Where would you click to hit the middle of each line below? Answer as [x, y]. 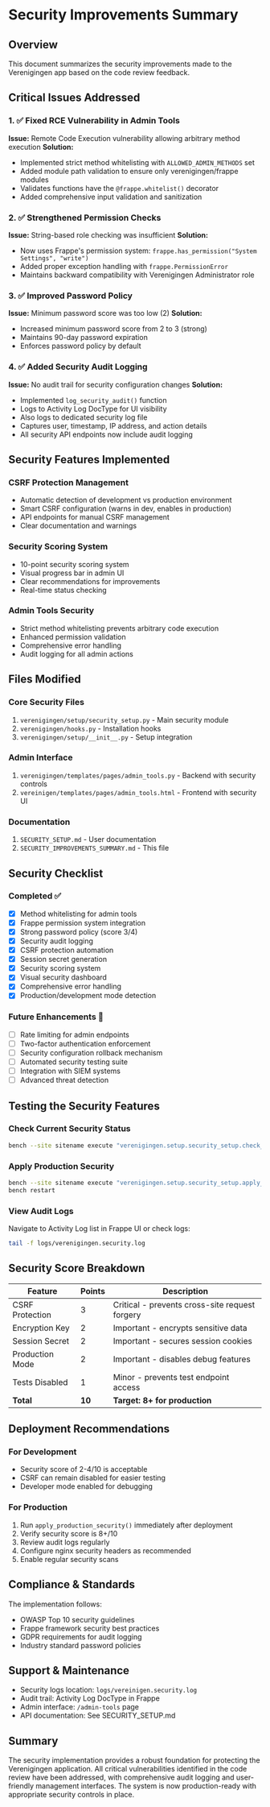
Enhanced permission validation [73, 636]
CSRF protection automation [67, 950]
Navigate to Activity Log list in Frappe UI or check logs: [99, 1229]
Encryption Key [41, 1328]
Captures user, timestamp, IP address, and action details [113, 425]
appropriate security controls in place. [72, 1795]
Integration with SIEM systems [70, 1071]
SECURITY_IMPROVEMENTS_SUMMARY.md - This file [94, 848]
